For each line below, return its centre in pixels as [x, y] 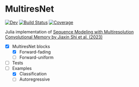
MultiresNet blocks [31, 46]
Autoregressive [35, 79]
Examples [22, 69]
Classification [33, 74]
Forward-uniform [36, 57]
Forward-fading [35, 52]
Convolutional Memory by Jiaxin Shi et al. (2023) [54, 37]
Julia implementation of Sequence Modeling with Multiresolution [69, 32]
